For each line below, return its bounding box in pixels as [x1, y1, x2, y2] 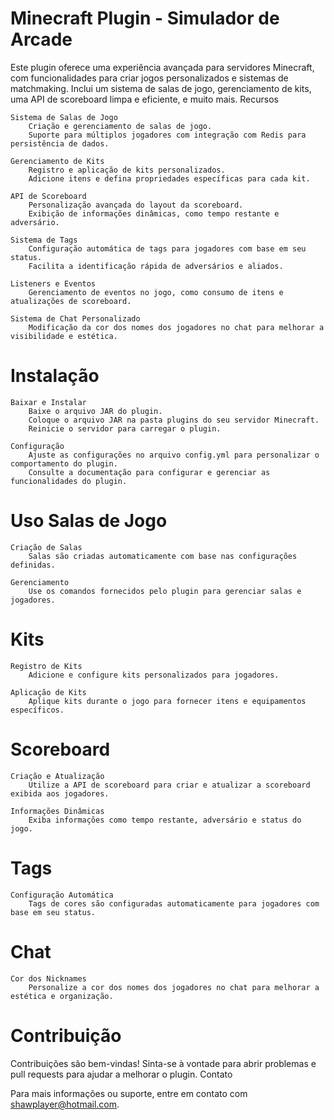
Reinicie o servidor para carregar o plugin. [28, 423, 222, 434]
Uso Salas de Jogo [10, 510, 168, 532]
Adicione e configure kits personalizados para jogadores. [28, 670, 280, 680]
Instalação [10, 365, 100, 387]
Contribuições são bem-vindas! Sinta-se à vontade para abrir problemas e [10, 1057, 317, 1069]
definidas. [10, 560, 56, 570]
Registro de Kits [10, 661, 83, 671]
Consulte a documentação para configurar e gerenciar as [28, 467, 271, 477]
